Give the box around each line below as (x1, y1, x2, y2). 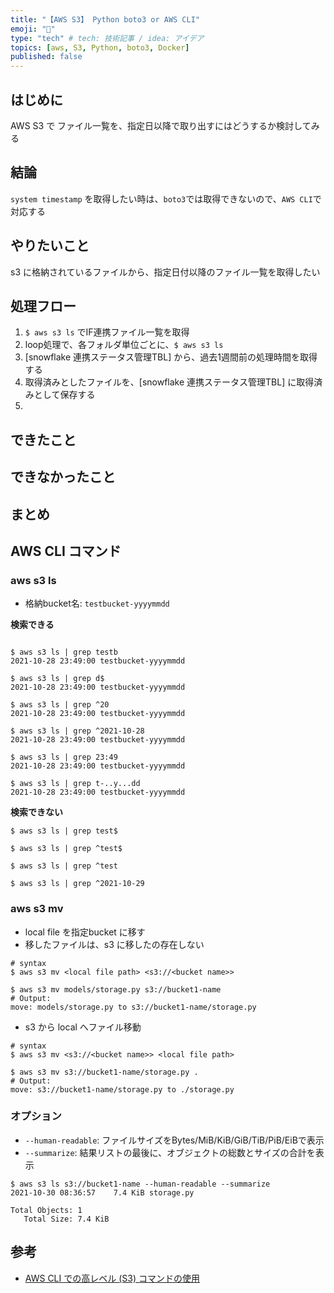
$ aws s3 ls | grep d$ (10, 674, 105, 684)
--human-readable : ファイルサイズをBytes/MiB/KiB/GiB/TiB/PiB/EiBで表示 (24, 1134, 325, 1146)
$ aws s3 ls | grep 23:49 (10, 752, 118, 763)
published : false (10, 52, 83, 62)
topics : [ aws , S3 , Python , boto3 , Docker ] (10, 42, 190, 53)
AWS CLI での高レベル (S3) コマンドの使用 (24, 1272, 200, 1284)
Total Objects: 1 (10, 1205, 83, 1215)
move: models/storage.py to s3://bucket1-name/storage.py (10, 1002, 257, 1012)
